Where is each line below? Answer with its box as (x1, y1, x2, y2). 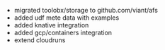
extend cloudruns (13, 36, 66, 44)
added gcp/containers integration (13, 28, 112, 37)
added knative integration (13, 21, 89, 29)
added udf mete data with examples (13, 13, 120, 22)
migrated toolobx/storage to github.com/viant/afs (13, 6, 158, 14)
